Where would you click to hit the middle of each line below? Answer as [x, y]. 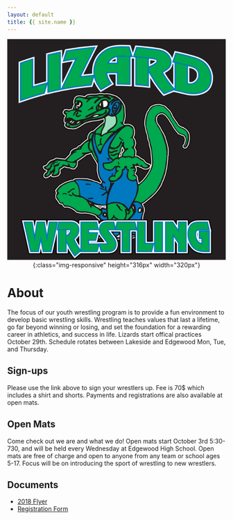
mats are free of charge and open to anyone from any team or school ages [114, 455]
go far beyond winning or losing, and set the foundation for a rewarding [109, 327]
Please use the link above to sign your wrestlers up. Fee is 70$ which [106, 387]
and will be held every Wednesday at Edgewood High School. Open [118, 448]
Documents [33, 485]
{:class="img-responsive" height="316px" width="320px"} [116, 265]
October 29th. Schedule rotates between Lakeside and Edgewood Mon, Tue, [116, 342]
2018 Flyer [32, 502]
